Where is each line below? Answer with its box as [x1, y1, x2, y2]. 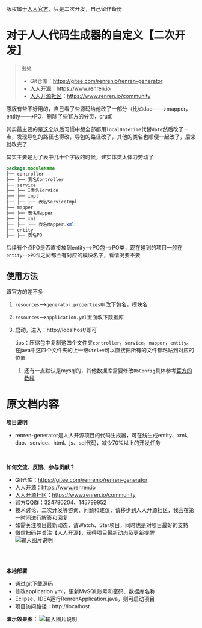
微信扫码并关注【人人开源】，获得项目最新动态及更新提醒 [14, 529, 155, 537]
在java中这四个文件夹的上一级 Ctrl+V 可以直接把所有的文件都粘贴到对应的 [14, 346, 194, 354]
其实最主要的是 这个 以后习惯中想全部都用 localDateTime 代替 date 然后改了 [6, 125, 184, 132]
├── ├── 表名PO [6, 232, 43, 239]
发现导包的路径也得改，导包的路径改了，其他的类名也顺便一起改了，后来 [16, 133, 196, 140]
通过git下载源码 [14, 580, 54, 588]
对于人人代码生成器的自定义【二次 [6, 29, 176, 42]
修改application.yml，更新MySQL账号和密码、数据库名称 [14, 588, 155, 595]
